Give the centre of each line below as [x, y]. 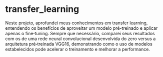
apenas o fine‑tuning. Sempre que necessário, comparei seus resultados [80, 33]
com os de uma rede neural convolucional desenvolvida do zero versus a [80, 39]
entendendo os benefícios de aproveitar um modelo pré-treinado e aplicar [81, 28]
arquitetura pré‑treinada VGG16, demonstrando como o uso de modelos [79, 44]
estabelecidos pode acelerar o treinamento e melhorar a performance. [77, 49]
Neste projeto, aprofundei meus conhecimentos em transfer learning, [76, 23]
